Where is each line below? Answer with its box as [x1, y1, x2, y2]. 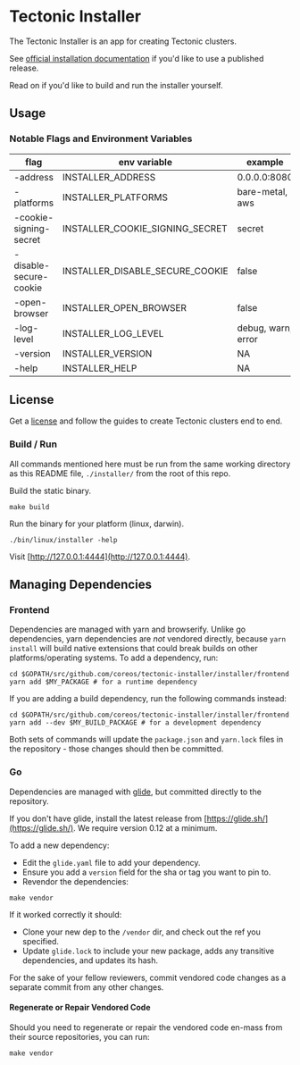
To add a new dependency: [9, 840, 110, 851]
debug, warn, [237, 322, 293, 334]
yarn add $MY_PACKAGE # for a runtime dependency [9, 677, 198, 687]
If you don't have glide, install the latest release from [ [9, 813, 207, 824]
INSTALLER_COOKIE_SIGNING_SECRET [62, 222, 228, 234]
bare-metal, [237, 185, 288, 197]
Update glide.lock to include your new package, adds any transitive [21, 945, 275, 956]
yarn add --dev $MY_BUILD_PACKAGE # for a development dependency [9, 718, 262, 727]
